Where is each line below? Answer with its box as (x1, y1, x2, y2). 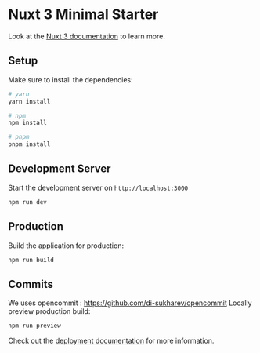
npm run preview (8, 322, 61, 330)
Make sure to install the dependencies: (8, 75, 133, 84)
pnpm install (8, 140, 51, 148)
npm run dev (8, 198, 47, 206)
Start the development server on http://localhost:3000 (8, 183, 189, 192)
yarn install (8, 97, 51, 105)
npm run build (8, 256, 55, 264)
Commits (8, 277, 53, 291)
